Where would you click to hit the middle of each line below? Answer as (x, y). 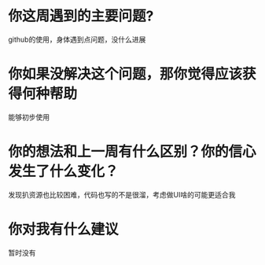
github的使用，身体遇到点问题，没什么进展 (77, 39)
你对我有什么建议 (64, 230)
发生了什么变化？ (64, 172)
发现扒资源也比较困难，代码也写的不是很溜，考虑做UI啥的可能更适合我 (122, 194)
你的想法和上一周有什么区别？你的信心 (132, 152)
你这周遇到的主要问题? (81, 16)
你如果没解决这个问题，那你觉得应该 (125, 74)
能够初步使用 (29, 117)
